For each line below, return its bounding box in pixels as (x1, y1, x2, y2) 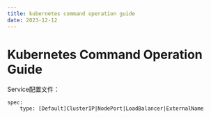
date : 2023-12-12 (7, 17, 58, 24)
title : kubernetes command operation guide (7, 10, 136, 17)
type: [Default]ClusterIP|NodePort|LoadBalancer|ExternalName (19, 105, 204, 112)
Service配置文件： (7, 85, 61, 94)
